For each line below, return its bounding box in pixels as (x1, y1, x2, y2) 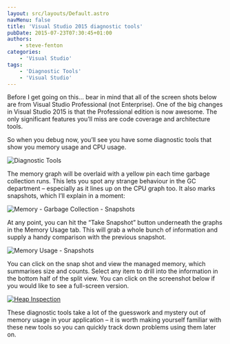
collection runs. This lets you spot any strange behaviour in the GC (7, 177, 196, 185)
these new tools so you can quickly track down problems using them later (7, 323, 216, 332)
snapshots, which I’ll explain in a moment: (7, 192, 125, 200)
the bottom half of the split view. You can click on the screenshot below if (7, 274, 216, 283)
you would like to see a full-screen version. (7, 282, 129, 290)
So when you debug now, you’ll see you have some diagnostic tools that (7, 136, 212, 144)
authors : (7, 36, 32, 43)
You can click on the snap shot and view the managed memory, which (7, 260, 206, 268)
